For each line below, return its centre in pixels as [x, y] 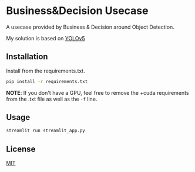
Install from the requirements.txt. [46, 71]
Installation [27, 57]
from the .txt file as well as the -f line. [52, 99]
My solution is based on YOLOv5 [46, 38]
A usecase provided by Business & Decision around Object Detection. [90, 27]
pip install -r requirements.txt [47, 81]
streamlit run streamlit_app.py [46, 131]
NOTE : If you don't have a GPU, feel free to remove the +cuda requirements [97, 92]
